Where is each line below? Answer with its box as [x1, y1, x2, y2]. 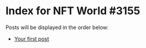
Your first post [14, 35, 49, 42]
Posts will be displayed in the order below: [5, 24, 109, 31]
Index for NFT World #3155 [5, 4, 141, 18]
